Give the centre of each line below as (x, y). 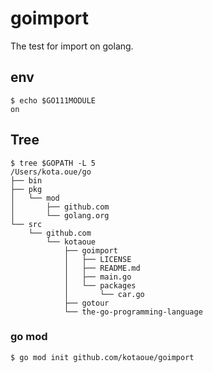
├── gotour (86, 303)
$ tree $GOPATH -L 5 (53, 163)
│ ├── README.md (102, 268)
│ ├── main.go (97, 277)
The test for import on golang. (72, 46)
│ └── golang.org (60, 215)
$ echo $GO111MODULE (53, 100)
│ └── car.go (104, 294)
